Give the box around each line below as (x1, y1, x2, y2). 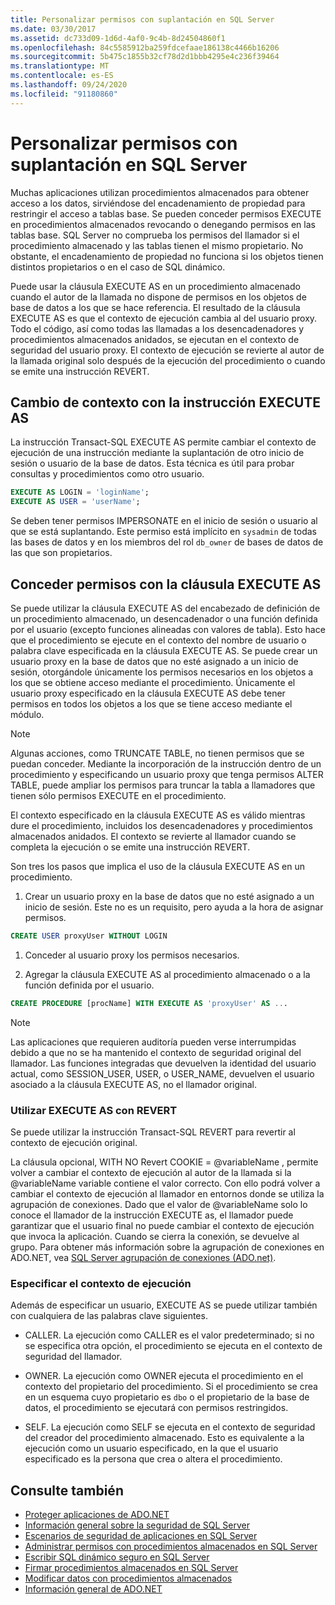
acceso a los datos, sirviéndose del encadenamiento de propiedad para (10, 197, 306, 209)
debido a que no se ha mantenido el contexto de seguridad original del (10, 1046, 302, 1058)
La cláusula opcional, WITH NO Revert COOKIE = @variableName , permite (10, 1156, 319, 1168)
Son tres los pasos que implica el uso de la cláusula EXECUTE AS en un (10, 860, 306, 872)
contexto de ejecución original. (10, 1136, 138, 1148)
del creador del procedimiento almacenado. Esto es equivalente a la (24, 1432, 305, 1444)
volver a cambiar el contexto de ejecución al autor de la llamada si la (10, 1166, 292, 1178)
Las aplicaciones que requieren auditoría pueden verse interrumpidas (10, 1036, 297, 1048)
